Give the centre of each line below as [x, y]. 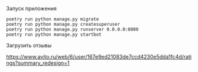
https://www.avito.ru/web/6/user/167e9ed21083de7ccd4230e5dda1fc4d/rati [99, 57]
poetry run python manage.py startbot [54, 35]
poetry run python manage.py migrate [53, 19]
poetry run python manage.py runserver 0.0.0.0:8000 [72, 29]
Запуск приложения [32, 8]
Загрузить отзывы [29, 45]
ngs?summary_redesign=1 [38, 63]
